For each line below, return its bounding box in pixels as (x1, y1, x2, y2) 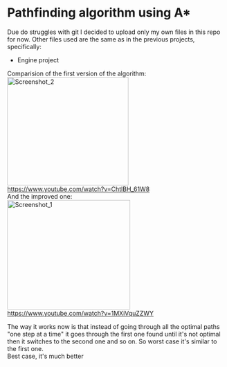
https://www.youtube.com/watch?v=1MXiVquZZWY (7, 309, 154, 317)
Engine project (17, 55, 59, 64)
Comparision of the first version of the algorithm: (7, 69, 147, 78)
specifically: (7, 42, 42, 51)
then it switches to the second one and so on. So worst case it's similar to (7, 337, 217, 346)
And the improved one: (7, 192, 73, 200)
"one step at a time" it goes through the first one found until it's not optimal (7, 330, 221, 338)
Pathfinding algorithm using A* (7, 5, 192, 21)
